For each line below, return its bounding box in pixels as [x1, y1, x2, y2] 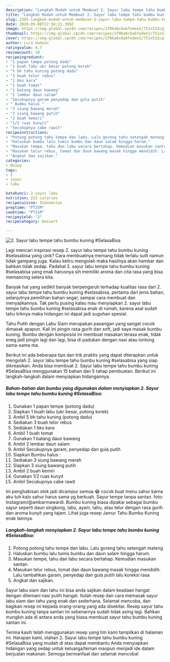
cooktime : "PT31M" [6, 210, 44, 215]
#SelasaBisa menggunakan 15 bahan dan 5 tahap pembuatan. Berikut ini [6, 368, 156, 374]
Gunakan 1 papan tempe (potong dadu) [13, 403, 95, 409]
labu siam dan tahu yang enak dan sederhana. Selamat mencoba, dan [6, 598, 151, 604]
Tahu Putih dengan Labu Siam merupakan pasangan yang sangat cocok [6, 321, 155, 327]
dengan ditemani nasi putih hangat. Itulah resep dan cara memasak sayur [6, 593, 158, 599]
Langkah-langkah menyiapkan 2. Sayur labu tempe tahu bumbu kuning [6, 527, 159, 533]
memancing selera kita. [6, 274, 54, 280]
